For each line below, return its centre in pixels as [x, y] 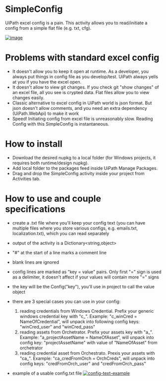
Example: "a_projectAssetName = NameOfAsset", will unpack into [87, 337]
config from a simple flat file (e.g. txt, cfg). [48, 28]
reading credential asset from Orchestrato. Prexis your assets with [87, 353]
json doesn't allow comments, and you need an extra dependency [80, 108]
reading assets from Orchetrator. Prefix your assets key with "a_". [86, 332]
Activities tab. [26, 179]
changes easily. [28, 97]
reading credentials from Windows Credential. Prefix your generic [87, 311]
